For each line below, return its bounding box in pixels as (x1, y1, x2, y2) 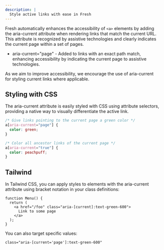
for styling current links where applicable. (5, 76, 90, 82)
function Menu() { (5, 196, 43, 201)
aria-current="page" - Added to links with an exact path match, (12, 50, 141, 57)
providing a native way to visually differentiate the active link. (5, 108, 129, 114)
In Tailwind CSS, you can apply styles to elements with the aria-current (5, 181, 149, 187)
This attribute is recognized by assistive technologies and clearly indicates (5, 36, 157, 42)
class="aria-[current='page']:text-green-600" (5, 240, 102, 245)
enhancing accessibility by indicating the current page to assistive (12, 56, 147, 62)
